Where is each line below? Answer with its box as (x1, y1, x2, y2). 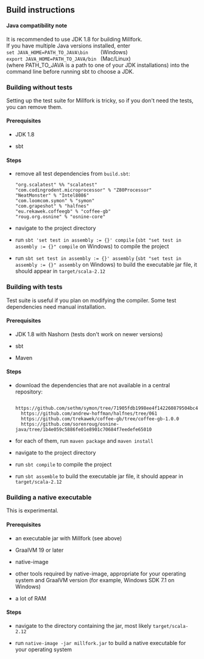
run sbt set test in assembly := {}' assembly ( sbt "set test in (15, 255, 181, 262)
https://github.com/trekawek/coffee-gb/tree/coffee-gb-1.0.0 (21, 416, 180, 422)
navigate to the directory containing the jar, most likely (15, 622, 152, 629)
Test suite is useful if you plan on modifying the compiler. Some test (6, 297, 177, 304)
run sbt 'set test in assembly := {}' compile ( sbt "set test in (15, 236, 181, 244)
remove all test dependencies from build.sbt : (15, 170, 131, 177)
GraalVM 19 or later (15, 546, 64, 554)
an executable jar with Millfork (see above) (15, 534, 122, 541)
